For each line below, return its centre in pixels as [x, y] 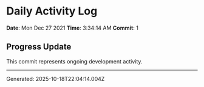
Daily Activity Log [52, 11]
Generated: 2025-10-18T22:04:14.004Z [56, 79]
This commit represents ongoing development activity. [74, 61]
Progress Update [39, 47]
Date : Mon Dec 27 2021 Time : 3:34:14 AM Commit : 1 [72, 28]
